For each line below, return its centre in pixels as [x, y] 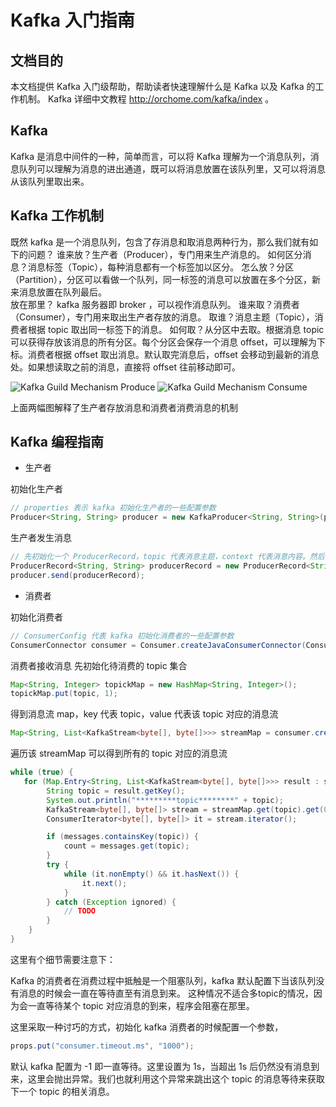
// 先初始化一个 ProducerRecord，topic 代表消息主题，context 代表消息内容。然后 [167, 557]
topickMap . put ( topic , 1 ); [64, 694]
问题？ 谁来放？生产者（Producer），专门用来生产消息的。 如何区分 [165, 254]
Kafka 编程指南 [57, 442]
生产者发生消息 [41, 538]
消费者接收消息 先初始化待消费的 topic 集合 [99, 665]
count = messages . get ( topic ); [126, 846]
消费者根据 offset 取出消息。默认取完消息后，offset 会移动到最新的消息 [173, 354]
